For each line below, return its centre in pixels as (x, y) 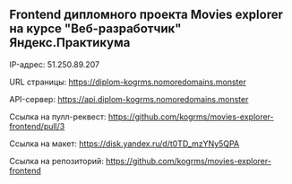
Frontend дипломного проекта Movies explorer (146, 15)
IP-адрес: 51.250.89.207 (55, 64)
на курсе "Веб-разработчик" (95, 29)
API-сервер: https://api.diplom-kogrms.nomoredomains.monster (129, 99)
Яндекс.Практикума (70, 43)
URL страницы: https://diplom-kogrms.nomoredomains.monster (128, 82)
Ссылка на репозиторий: (57, 161)
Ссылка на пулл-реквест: (58, 117)
